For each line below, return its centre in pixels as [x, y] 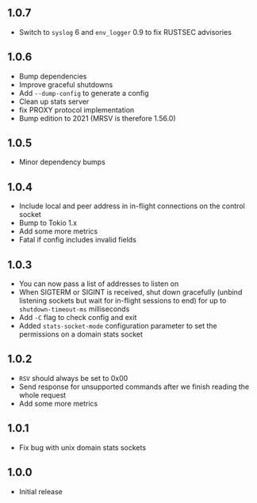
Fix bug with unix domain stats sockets [82, 448]
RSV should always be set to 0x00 [73, 378]
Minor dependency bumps [62, 162]
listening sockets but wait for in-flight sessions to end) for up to [123, 301]
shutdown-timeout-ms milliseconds [74, 309]
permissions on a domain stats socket [81, 334]
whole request [42, 394]
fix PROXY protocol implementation [77, 109]
